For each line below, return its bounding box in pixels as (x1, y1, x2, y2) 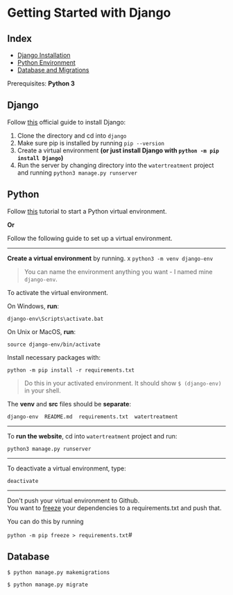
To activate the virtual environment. (7, 288, 109, 296)
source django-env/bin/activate (7, 341, 101, 348)
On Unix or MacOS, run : (7, 327, 76, 335)
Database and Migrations (17, 66, 89, 74)
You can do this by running (7, 517, 85, 525)
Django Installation (17, 51, 71, 59)
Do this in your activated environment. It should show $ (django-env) (24, 379, 222, 387)
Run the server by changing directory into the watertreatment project (17, 161, 214, 169)
